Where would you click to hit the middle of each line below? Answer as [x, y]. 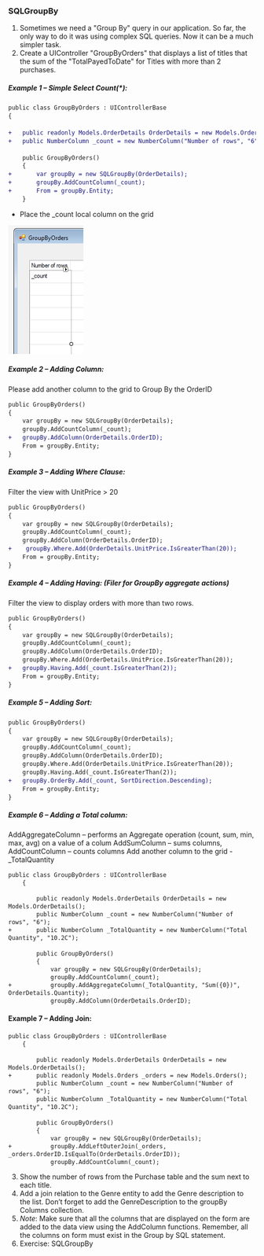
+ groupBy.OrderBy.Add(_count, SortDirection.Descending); [110, 780]
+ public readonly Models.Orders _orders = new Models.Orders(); [128, 1075]
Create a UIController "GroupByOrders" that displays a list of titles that [133, 53]
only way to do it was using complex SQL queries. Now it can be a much [136, 36]
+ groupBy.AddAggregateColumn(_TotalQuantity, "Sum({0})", [125, 985]
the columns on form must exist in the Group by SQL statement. [123, 1235]
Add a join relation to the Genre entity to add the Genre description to [132, 1193]
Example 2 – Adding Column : [56, 369]
